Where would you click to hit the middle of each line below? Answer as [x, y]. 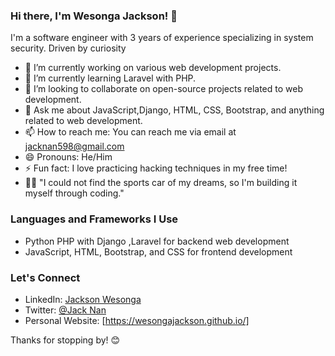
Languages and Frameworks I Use [94, 219]
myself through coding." [74, 193]
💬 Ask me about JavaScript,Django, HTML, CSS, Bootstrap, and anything [174, 110]
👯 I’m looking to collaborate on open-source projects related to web [163, 89]
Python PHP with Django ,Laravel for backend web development [157, 241]
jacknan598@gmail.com [74, 146]
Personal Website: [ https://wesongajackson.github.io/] [137, 320]
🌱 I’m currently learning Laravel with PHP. [110, 78]
